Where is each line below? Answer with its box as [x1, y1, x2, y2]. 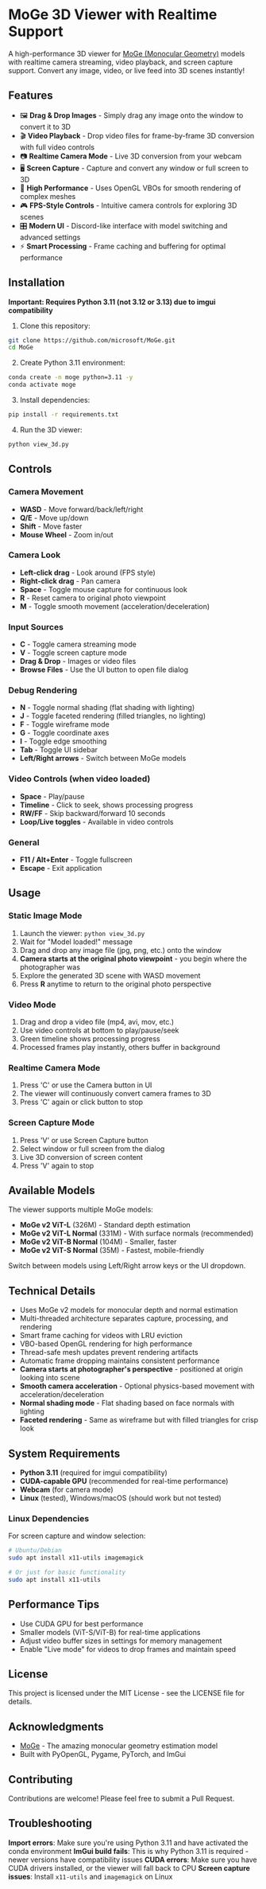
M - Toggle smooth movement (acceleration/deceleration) [19, 601, 210, 611]
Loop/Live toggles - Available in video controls [19, 817, 174, 826]
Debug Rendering [8, 685, 78, 696]
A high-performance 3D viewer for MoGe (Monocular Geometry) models [8, 49, 245, 58]
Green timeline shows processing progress [19, 1033, 160, 1044]
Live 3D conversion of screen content [19, 1152, 143, 1161]
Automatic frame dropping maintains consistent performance [19, 1356, 220, 1366]
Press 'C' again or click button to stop [19, 1097, 144, 1107]
